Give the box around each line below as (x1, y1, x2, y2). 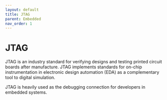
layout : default (5, 7, 39, 12)
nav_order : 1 (5, 21, 32, 26)
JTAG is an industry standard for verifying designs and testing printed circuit (5, 59, 162, 65)
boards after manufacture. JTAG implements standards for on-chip (5, 64, 142, 70)
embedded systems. (5, 90, 47, 96)
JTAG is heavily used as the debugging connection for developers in (5, 84, 146, 90)
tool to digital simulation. (5, 75, 56, 81)
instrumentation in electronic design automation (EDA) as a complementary (5, 69, 160, 75)
